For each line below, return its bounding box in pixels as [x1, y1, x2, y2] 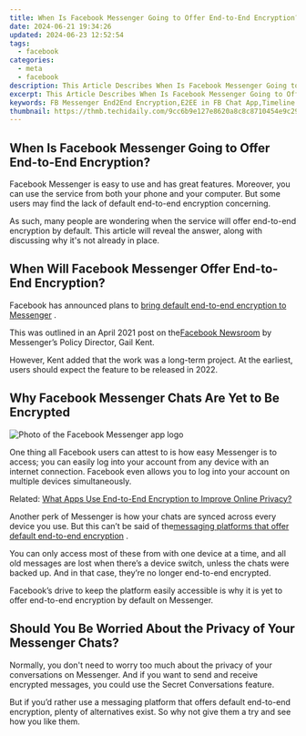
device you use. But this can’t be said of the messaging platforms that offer [9, 520, 290, 531]
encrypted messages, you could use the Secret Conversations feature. [9, 679, 275, 690]
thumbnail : [9, 107, 51, 116]
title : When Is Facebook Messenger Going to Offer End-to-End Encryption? [9, 13, 300, 23]
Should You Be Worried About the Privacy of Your [9, 621, 296, 637]
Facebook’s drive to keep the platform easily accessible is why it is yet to [9, 585, 283, 596]
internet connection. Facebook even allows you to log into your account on [9, 465, 290, 476]
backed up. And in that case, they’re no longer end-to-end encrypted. [9, 567, 271, 578]
